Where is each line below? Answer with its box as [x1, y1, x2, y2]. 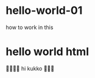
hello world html [5, 45, 90, 59]
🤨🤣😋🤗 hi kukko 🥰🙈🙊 [5, 65, 55, 72]
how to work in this [5, 24, 54, 31]
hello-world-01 [5, 4, 83, 18]
